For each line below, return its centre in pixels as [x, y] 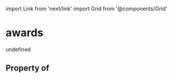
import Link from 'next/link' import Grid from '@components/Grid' [86, 9]
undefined [18, 49]
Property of [28, 68]
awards [25, 33]
